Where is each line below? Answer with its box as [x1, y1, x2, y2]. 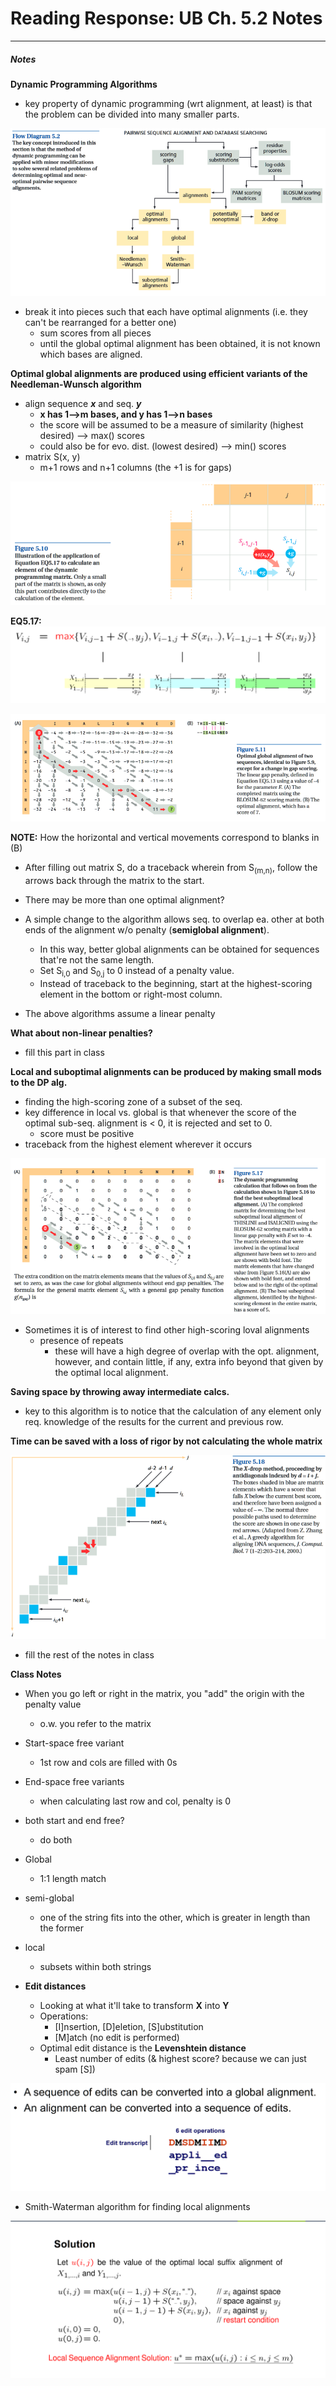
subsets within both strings [39, 1960, 152, 1972]
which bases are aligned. [39, 348, 143, 360]
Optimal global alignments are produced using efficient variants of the [10, 367, 308, 379]
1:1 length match [39, 1872, 107, 1884]
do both [39, 1833, 73, 1846]
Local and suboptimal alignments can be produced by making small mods [10, 1065, 322, 1077]
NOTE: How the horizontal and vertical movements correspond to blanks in [10, 832, 320, 844]
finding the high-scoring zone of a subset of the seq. [24, 1095, 243, 1107]
